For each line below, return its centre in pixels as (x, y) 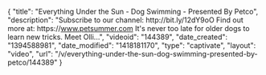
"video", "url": (31, 54)
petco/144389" (33, 62)
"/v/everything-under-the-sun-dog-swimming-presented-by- (156, 54)
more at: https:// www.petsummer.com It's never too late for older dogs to (129, 28)
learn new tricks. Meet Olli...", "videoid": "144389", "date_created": (118, 37)
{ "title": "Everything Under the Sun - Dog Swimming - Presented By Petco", (133, 12)
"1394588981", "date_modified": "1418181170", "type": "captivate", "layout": (132, 45)
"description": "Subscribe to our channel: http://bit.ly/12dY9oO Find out (126, 20)
